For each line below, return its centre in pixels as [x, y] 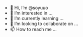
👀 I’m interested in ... [31, 13]
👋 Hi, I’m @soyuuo [29, 8]
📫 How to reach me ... [33, 29]
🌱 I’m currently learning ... [37, 18]
